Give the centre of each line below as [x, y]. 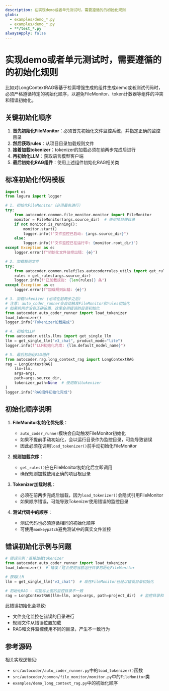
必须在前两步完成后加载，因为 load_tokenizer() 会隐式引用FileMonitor [92, 495]
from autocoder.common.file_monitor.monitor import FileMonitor [83, 215]
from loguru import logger [33, 196]
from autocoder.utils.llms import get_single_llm [58, 336]
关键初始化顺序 [28, 117]
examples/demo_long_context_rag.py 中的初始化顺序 [65, 683]
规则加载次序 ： [28, 456]
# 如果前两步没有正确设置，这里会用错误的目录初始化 [52, 308]
